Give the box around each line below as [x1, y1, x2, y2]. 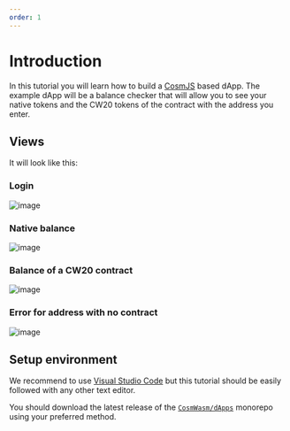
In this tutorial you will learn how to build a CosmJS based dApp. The [9, 81, 261, 91]
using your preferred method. [9, 412, 117, 422]
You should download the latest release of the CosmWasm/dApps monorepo [9, 402, 274, 412]
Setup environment [9, 351, 118, 367]
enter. [9, 108, 31, 119]
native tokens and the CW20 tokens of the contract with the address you [9, 99, 274, 110]
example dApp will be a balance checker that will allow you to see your [9, 89, 267, 100]
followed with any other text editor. [9, 385, 136, 396]
